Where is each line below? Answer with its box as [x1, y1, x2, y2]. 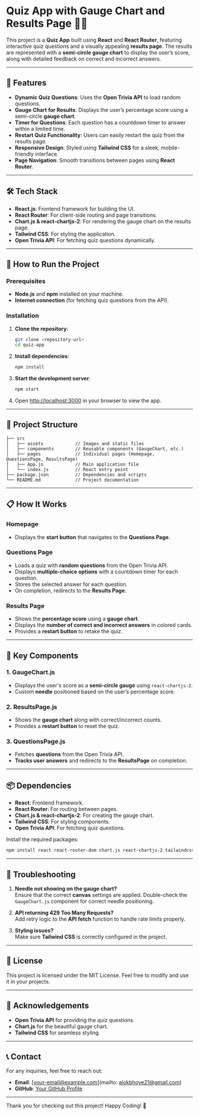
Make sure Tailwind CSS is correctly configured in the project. [14, 933, 167, 940]
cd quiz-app [14, 342, 44, 348]
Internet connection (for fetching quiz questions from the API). [14, 297, 169, 304]
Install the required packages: [6, 836, 79, 843]
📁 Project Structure [6, 419, 78, 430]
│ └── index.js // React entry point [6, 466, 129, 472]
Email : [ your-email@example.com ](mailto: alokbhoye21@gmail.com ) [14, 1079, 182, 1086]
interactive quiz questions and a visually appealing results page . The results [6, 43, 192, 50]
